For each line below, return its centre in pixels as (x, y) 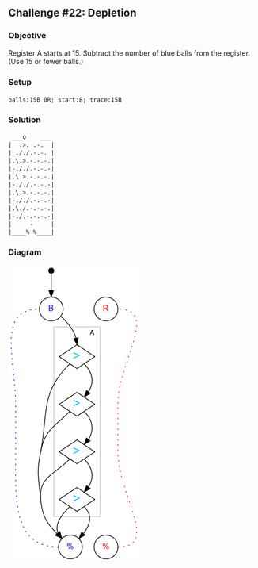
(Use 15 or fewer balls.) (46, 61)
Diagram (25, 252)
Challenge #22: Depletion (72, 13)
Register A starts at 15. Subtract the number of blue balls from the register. (129, 53)
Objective (27, 36)
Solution (25, 120)
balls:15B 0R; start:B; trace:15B (65, 100)
